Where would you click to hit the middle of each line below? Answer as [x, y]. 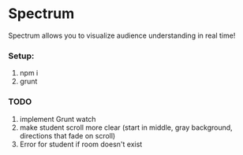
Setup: [21, 56]
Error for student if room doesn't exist [81, 144]
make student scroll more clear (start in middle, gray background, [126, 127]
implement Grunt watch [58, 119]
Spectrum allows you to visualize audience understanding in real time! [122, 35]
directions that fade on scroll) [67, 135]
